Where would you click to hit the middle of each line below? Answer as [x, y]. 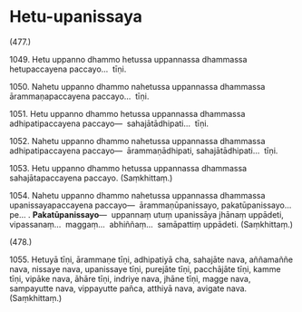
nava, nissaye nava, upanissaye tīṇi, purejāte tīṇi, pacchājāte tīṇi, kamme [145, 268]
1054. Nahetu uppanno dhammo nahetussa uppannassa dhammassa [137, 195]
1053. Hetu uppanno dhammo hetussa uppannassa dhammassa [128, 168]
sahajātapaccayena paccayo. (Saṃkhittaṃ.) [91, 178]
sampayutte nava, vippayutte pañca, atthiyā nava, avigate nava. [128, 288]
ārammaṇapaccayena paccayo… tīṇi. [79, 96]
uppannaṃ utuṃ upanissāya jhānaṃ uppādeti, [197, 214]
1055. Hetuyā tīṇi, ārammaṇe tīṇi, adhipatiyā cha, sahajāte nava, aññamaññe [151, 259]
